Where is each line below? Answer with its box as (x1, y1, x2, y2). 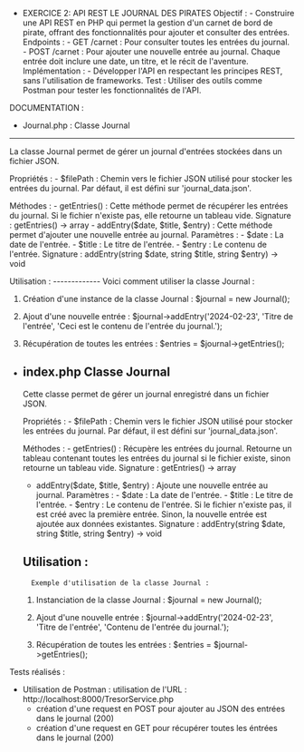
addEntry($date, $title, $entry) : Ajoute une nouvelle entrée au (35, 480, 269, 491)
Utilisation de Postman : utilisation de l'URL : (22, 684, 187, 695)
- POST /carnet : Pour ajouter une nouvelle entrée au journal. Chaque (22, 46, 280, 57)
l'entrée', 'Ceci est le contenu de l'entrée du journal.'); (22, 321, 223, 331)
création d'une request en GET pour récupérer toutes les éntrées (35, 722, 278, 733)
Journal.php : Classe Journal (22, 120, 130, 131)
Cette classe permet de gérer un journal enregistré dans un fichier (22, 388, 270, 399)
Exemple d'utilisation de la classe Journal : (31, 578, 210, 588)
